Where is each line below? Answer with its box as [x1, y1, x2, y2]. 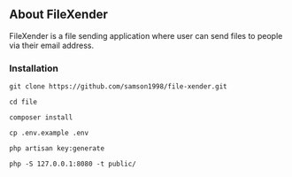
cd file [9, 97, 38, 107]
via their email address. [9, 40, 95, 50]
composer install [9, 113, 73, 122]
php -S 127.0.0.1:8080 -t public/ [9, 159, 137, 169]
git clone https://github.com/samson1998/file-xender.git [9, 82, 227, 91]
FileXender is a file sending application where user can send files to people [9, 30, 283, 41]
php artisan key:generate [9, 144, 104, 153]
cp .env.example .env [9, 128, 89, 138]
